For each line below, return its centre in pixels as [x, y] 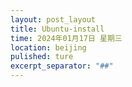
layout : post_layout [53, 19]
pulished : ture [42, 57]
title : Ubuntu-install [57, 29]
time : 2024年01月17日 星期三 [66, 38]
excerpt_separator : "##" [62, 66]
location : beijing [48, 47]
